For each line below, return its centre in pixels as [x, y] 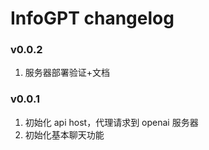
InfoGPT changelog [92, 18]
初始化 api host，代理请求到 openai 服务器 [111, 122]
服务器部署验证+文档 [67, 73]
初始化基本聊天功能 [64, 134]
